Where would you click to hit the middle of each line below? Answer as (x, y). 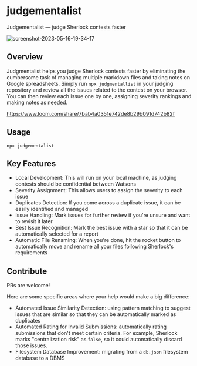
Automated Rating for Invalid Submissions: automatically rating (91, 327)
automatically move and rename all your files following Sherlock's (94, 246)
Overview (25, 57)
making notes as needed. (37, 102)
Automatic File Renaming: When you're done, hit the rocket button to (98, 240)
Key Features (31, 164)
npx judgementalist (30, 146)
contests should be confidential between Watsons (76, 184)
